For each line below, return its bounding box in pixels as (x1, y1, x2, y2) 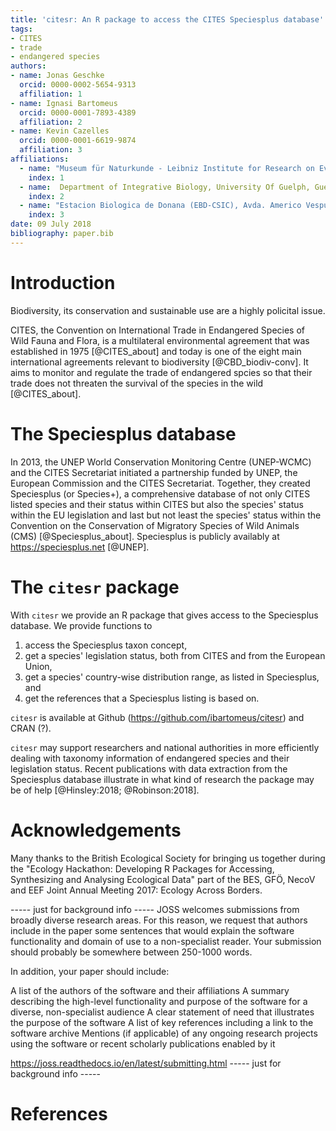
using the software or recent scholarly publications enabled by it (10, 1037, 276, 1050)
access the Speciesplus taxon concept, (24, 639, 188, 651)
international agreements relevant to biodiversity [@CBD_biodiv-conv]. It (10, 356, 309, 368)
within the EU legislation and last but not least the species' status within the (10, 509, 322, 521)
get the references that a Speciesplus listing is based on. (24, 692, 260, 704)
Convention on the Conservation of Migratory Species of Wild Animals (10, 519, 300, 531)
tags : (10, 24, 33, 34)
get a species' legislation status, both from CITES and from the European (24, 649, 326, 661)
